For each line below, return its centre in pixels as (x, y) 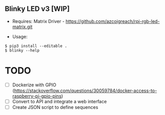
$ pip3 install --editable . (36, 46)
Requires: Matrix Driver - (38, 21)
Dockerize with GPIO (34, 85)
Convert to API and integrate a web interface (59, 101)
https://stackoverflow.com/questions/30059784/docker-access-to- (86, 90)
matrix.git (22, 27)
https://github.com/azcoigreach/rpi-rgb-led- (113, 21)
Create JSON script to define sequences (55, 107)
